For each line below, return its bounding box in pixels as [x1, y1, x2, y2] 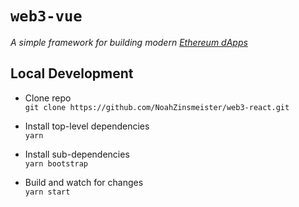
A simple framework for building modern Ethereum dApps [10, 36, 248, 48]
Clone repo [24, 92, 72, 104]
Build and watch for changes [24, 176, 144, 188]
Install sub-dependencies [24, 148, 130, 160]
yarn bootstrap [24, 158, 89, 169]
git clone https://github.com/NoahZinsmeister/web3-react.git [24, 102, 290, 112]
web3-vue [10, 7, 83, 26]
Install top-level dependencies [24, 120, 150, 132]
